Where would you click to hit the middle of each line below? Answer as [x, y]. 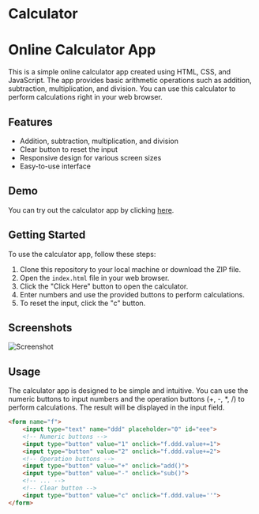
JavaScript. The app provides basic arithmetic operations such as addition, [130, 81]
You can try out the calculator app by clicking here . [91, 210]
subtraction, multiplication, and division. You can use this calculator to [122, 89]
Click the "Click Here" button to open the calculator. [104, 286]
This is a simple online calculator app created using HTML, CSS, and [120, 72]
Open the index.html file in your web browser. [94, 278]
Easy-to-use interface [55, 166]
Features [30, 122]
